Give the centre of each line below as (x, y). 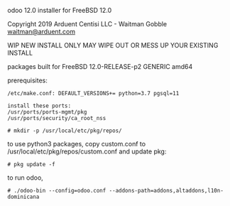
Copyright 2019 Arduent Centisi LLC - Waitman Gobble (87, 24)
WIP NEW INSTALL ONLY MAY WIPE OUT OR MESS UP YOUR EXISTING (113, 45)
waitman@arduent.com (42, 32)
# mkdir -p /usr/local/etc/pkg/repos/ (65, 131)
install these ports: (39, 106)
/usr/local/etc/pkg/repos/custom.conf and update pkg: (87, 151)
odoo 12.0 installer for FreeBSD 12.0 (60, 10)
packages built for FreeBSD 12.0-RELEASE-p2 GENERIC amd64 (100, 66)
